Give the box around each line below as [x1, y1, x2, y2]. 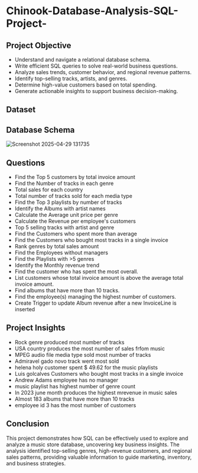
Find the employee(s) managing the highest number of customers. [14, 293, 176, 301]
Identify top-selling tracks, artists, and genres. [14, 75, 128, 82]
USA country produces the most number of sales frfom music [14, 345, 165, 352]
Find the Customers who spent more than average [14, 230, 137, 238]
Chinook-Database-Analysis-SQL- [6, 4, 178, 18]
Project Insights [6, 323, 66, 333]
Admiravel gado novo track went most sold [14, 357, 119, 365]
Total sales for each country [14, 186, 83, 193]
